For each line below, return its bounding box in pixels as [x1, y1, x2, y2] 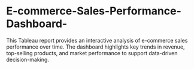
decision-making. [6, 56, 50, 63]
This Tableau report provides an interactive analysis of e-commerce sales [6, 37, 188, 44]
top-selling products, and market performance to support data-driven [6, 49, 178, 56]
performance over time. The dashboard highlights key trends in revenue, [6, 43, 185, 50]
